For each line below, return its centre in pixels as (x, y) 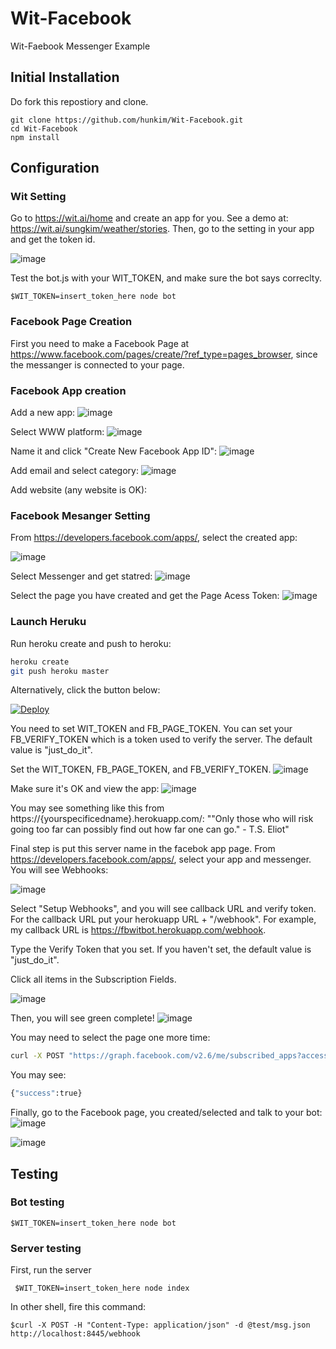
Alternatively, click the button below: (85, 690)
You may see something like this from (87, 808)
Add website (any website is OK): (79, 490)
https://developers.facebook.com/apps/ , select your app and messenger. (161, 859)
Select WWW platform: (57, 432)
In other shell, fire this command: (78, 1307)
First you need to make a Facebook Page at (100, 343)
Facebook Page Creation (71, 322)
